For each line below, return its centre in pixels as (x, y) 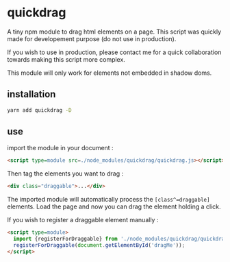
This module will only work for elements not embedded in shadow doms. (110, 73)
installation (31, 94)
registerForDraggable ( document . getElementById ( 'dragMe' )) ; (99, 245)
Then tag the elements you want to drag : (65, 174)
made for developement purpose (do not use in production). (92, 38)
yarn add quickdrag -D (39, 110)
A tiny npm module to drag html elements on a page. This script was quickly (114, 32)
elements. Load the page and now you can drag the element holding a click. (114, 206)
